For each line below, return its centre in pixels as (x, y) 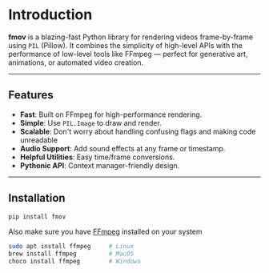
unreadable (39, 140)
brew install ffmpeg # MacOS (71, 254)
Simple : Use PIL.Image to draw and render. (90, 122)
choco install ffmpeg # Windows (75, 262)
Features (31, 95)
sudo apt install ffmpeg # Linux (71, 247)
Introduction (50, 15)
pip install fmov (37, 217)
